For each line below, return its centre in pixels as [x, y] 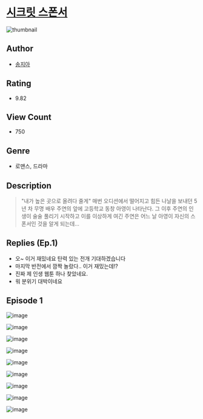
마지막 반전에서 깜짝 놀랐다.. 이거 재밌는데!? [66, 266]
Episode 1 [25, 301]
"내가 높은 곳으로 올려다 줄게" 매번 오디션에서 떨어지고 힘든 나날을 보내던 [107, 201]
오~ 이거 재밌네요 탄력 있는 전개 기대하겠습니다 [70, 258]
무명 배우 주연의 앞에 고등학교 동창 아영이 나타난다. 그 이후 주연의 [111, 209]
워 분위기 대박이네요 [38, 281]
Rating [19, 83]
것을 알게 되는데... [58, 224]
